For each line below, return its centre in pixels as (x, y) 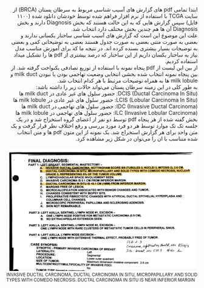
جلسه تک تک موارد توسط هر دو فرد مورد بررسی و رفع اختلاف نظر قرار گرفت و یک (104, 126)
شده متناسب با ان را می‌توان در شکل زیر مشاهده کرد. (137, 139)
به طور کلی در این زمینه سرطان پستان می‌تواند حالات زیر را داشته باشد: (117, 87)
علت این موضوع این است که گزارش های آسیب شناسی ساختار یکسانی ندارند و (109, 35)
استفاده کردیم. (181, 61)
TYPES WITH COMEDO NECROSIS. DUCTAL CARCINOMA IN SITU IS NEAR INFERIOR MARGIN (101, 280)
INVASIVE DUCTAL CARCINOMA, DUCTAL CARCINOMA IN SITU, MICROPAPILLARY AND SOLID (102, 275)
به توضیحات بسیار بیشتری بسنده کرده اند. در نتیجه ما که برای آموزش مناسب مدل (106, 48)
